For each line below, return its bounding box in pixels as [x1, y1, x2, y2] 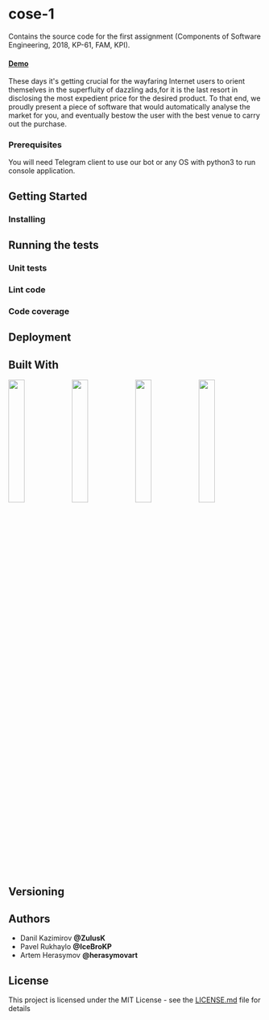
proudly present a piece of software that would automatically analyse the [8, 102, 251, 112]
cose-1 [8, 5, 55, 23]
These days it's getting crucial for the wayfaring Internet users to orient [8, 76, 246, 86]
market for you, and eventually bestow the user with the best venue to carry [8, 110, 260, 121]
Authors [8, 911, 51, 926]
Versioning [8, 885, 64, 898]
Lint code [8, 283, 46, 295]
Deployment [8, 331, 72, 345]
